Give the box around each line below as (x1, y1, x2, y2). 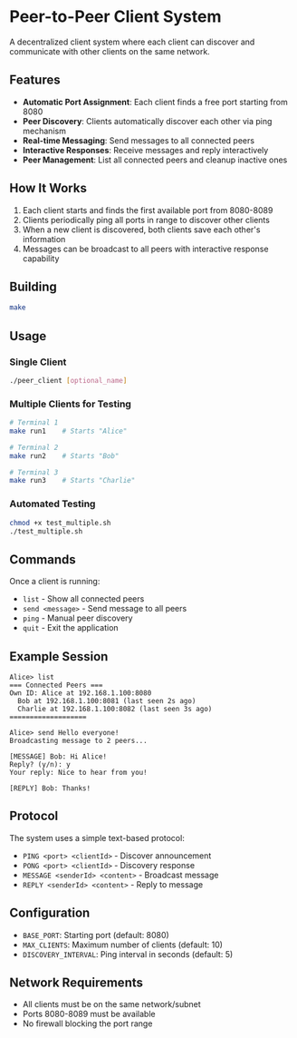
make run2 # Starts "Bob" (9, 451, 120, 460)
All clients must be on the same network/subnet (22, 999, 201, 1010)
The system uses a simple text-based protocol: (9, 832, 186, 843)
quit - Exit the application (22, 622, 120, 633)
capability (22, 252, 60, 264)
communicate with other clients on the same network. (9, 45, 210, 56)
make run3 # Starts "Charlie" (9, 476, 136, 485)
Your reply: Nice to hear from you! (9, 769, 148, 778)
